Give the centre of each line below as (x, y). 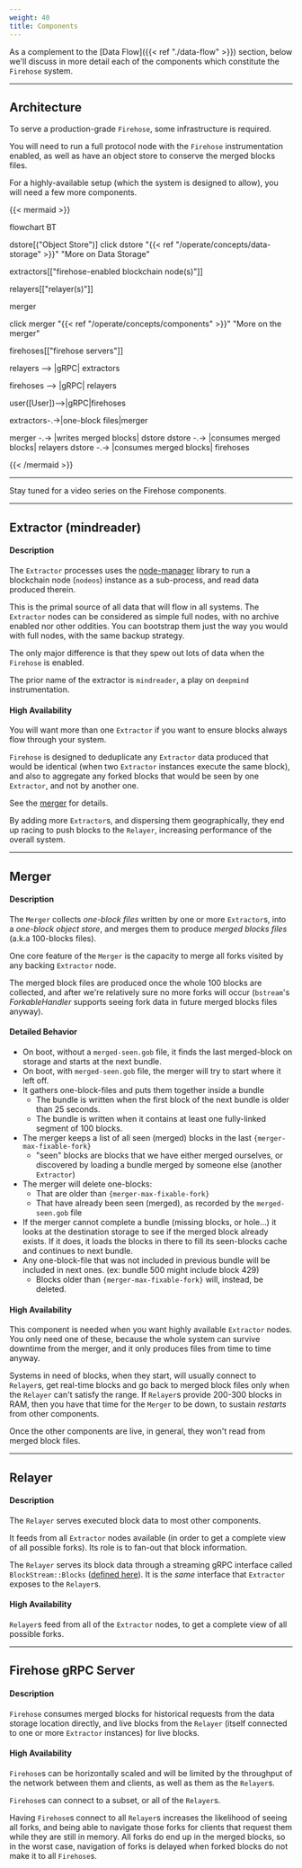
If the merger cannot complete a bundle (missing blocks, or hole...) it (149, 1222)
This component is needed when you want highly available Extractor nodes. (151, 1330)
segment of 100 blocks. (79, 1128)
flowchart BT (33, 227)
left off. (36, 1081)
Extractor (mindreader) (75, 527)
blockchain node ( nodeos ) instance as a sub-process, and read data (134, 580)
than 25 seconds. (68, 1109)
